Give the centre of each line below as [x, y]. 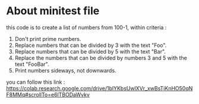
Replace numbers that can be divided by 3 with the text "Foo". [91, 45]
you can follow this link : [36, 82]
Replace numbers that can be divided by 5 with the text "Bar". [90, 51]
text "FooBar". [32, 64]
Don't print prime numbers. [48, 39]
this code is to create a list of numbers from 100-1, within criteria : [86, 27]
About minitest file [53, 11]
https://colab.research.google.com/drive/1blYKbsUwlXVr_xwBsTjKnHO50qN [99, 88]
